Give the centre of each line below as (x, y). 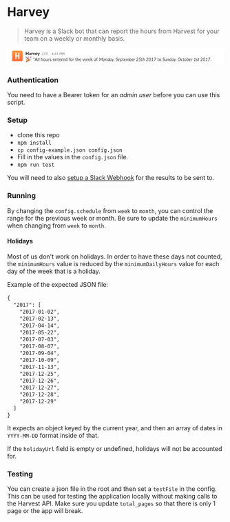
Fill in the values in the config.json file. (73, 157)
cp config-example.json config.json (70, 150)
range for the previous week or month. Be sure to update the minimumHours (113, 218)
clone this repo (38, 135)
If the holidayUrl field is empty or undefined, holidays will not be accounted (115, 448)
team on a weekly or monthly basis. (74, 38)
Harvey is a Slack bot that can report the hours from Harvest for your (122, 31)
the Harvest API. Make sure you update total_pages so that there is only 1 (111, 503)
